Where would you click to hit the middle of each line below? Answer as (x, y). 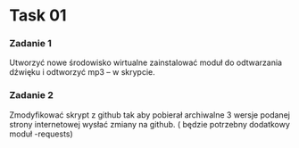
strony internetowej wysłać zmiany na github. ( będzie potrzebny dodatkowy (149, 124)
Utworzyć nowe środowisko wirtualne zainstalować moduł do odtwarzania (146, 62)
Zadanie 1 (30, 44)
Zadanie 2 (31, 95)
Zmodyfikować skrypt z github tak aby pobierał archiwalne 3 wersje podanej (149, 115)
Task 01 (38, 16)
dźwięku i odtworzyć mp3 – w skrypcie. (82, 72)
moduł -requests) (41, 134)
